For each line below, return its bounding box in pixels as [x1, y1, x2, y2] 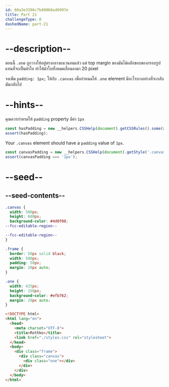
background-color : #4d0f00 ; [10, 219, 69, 224]
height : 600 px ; [10, 214, 42, 219]
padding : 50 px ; [10, 260, 42, 265]
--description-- [5, 43, 71, 54]
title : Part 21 [5, 12, 37, 17]
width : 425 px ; [10, 284, 39, 289]
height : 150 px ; [10, 288, 42, 293]
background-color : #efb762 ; [10, 293, 69, 298]
